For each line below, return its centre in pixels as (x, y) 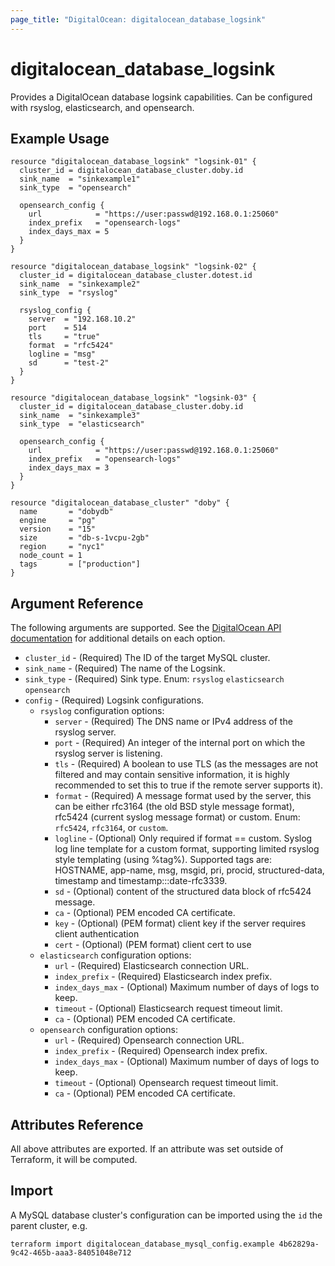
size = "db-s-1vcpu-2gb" (84, 538)
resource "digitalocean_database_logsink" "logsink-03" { (133, 398)
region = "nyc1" (62, 547)
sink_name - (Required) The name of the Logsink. (125, 668)
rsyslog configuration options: (102, 711)
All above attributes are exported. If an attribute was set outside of (147, 1149)
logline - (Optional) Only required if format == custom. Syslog (183, 838)
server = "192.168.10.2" (82, 319)
